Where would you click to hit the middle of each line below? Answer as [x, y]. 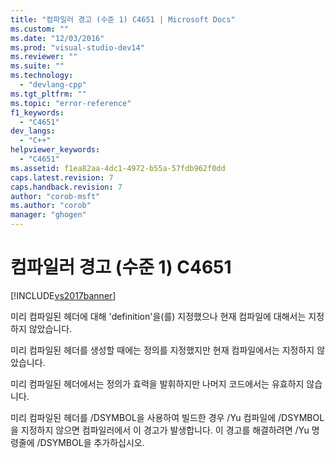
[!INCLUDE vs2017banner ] [63, 295]
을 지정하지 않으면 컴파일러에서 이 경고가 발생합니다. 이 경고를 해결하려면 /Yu [160, 430]
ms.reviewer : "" [44, 57]
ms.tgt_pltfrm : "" [48, 94]
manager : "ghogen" [48, 215]
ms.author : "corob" [51, 206]
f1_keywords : [37, 112]
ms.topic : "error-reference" [71, 103]
